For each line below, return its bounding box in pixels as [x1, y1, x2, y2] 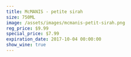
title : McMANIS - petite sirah [6, 8, 83, 15]
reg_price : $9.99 [6, 25, 49, 31]
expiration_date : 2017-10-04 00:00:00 [6, 36, 101, 42]
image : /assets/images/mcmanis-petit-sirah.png [6, 20, 126, 26]
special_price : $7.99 [6, 31, 60, 37]
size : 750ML [6, 14, 35, 20]
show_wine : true [6, 42, 46, 48]
